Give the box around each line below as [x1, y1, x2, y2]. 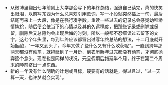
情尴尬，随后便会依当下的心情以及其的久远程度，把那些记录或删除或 [10, 23, 154, 30]
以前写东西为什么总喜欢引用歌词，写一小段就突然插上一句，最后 [28, 11, 163, 17]
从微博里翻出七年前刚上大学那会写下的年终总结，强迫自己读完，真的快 [10, 5, 159, 10]
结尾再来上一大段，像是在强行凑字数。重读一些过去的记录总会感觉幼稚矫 [10, 17, 163, 23]
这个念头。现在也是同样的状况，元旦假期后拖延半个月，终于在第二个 [14, 55, 159, 61]
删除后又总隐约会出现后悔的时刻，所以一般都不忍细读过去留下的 [19, 30, 154, 36]
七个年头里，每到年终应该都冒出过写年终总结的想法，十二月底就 [24, 36, 159, 42]
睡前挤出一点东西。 [19, 62, 60, 68]
